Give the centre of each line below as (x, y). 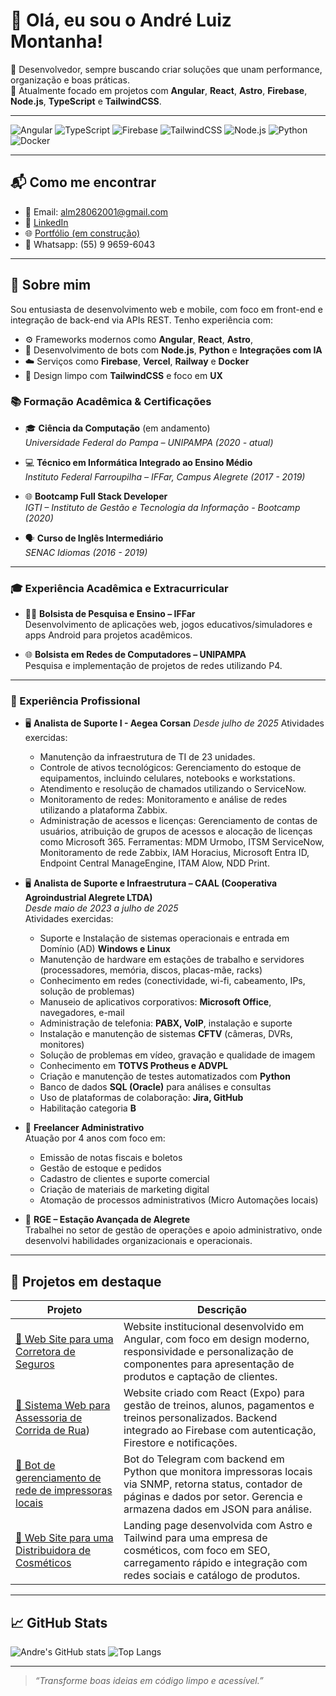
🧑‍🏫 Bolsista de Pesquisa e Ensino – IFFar (110, 614)
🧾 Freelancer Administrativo (84, 1128)
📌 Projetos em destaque (86, 1281)
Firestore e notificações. (180, 1443)
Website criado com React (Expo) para (214, 1393)
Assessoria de (49, 1418)
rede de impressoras (64, 1491)
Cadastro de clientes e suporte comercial (124, 1179)
